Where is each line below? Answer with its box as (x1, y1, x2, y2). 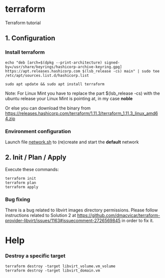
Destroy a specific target (5, 252, 66, 259)
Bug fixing (5, 196, 31, 203)
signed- (104, 60, 120, 65)
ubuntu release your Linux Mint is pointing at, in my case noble (5, 95, 133, 102)
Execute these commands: (5, 166, 59, 172)
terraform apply (5, 184, 38, 189)
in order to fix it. (121, 218, 154, 224)
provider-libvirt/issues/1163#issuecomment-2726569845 (5, 218, 121, 224)
